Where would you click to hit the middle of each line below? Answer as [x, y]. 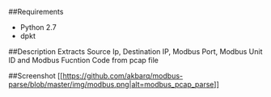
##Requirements [36, 12]
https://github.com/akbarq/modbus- [123, 76]
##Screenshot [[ [36, 76]
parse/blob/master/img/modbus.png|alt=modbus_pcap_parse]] [114, 84]
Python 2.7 [38, 27]
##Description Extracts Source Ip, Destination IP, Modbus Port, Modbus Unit [135, 51]
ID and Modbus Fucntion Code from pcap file [84, 60]
